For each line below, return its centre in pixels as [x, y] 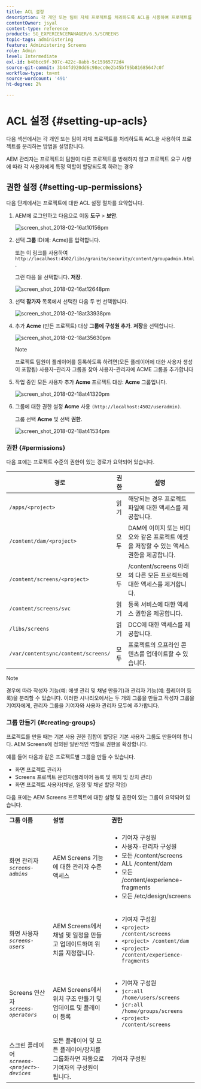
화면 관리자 [24, 861]
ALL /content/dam [147, 864]
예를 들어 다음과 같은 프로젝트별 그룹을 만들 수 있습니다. [71, 757]
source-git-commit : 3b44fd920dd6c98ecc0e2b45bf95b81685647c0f [85, 67]
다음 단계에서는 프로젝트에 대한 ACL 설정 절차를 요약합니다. [75, 203]
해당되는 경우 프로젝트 [157, 499]
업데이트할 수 [164, 654]
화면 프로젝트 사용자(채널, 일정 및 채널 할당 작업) [71, 785]
